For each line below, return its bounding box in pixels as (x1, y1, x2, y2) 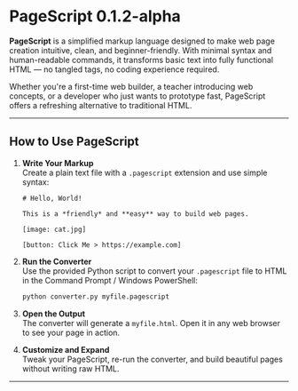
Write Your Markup (21, 157, 94, 168)
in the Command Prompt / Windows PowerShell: (21, 275, 198, 285)
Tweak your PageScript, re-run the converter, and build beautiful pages (21, 354, 284, 364)
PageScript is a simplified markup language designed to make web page (9, 36, 275, 46)
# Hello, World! (21, 194, 82, 203)
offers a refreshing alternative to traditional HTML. (9, 100, 192, 110)
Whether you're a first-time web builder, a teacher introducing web (9, 81, 254, 92)
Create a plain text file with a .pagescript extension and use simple (21, 167, 268, 178)
